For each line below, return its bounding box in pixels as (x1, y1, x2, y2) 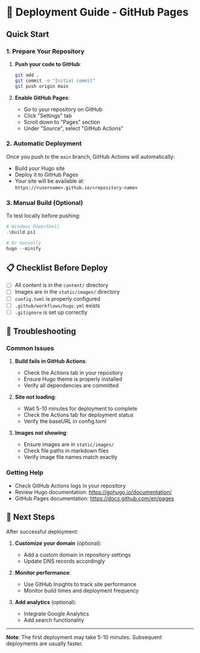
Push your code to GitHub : (14, 60, 82, 67)
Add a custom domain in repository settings (23, 551, 131, 558)
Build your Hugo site (14, 164, 65, 172)
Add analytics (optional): (14, 598, 77, 605)
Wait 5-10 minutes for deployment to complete (23, 405, 138, 412)
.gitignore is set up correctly (14, 309, 87, 316)
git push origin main (14, 83, 68, 89)
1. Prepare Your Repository (6, 47, 85, 56)
